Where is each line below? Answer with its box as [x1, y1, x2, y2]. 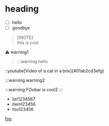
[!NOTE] [16, 35, 33, 41]
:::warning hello [16, 59, 48, 64]
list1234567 [12, 96, 35, 102]
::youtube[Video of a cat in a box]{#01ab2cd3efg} [5, 68, 104, 74]
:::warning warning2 [5, 78, 45, 83]
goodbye [12, 25, 30, 31]
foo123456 [12, 107, 34, 112]
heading [5, 3, 39, 15]
